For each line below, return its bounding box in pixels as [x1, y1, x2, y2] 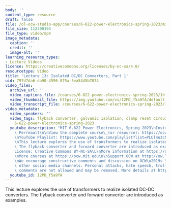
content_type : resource [5, 12, 56, 17]
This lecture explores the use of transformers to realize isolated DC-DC [5, 186, 155, 193]
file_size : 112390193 [5, 26, 51, 31]
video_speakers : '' [10, 111, 51, 117]
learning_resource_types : [5, 54, 60, 60]
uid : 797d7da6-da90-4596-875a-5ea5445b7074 [5, 78, 99, 83]
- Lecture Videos [5, 59, 42, 64]
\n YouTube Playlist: [14, 135, 58, 140]
